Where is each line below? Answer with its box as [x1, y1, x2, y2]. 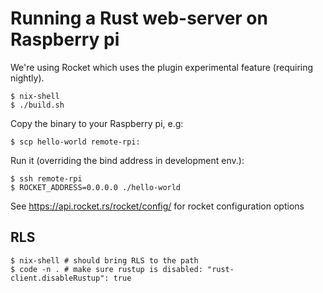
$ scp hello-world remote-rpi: [10, 137, 141, 147]
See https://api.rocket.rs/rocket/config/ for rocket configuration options [10, 200, 305, 212]
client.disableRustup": [10, 273, 110, 283]
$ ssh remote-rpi [10, 173, 83, 184]
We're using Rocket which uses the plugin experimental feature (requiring [10, 61, 314, 73]
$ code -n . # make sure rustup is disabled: [10, 264, 203, 274]
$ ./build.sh [10, 100, 65, 110]
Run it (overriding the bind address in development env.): [10, 154, 245, 166]
